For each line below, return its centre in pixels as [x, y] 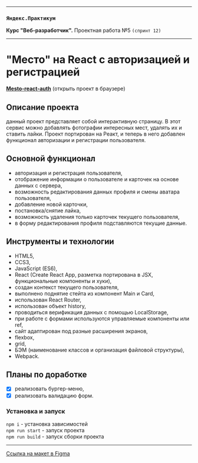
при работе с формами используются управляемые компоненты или [102, 318]
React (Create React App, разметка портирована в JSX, [84, 274]
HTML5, [24, 256]
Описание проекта [42, 107]
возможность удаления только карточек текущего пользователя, [97, 216]
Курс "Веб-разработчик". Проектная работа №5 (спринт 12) [84, 31]
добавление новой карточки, [51, 204]
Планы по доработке [47, 375]
